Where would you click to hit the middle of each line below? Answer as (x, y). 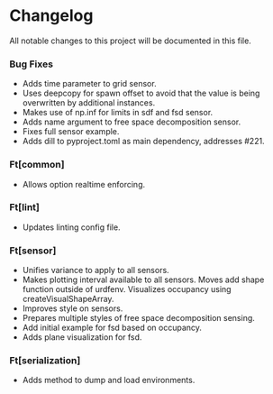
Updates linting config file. (71, 227)
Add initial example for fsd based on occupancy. (112, 328)
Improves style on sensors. (73, 308)
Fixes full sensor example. (71, 132)
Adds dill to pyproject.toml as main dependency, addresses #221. (143, 142)
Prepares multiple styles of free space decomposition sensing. (138, 318)
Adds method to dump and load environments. (109, 380)
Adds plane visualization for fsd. (82, 337)
